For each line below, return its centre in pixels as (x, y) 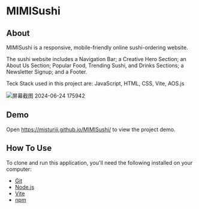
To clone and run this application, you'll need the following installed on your (99, 162)
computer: (19, 169)
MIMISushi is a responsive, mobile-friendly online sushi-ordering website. (97, 47)
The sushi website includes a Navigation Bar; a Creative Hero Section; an (97, 59)
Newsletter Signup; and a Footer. (47, 72)
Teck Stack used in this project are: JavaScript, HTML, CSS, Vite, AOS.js (95, 83)
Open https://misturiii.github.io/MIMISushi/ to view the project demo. (91, 129)
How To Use (29, 148)
